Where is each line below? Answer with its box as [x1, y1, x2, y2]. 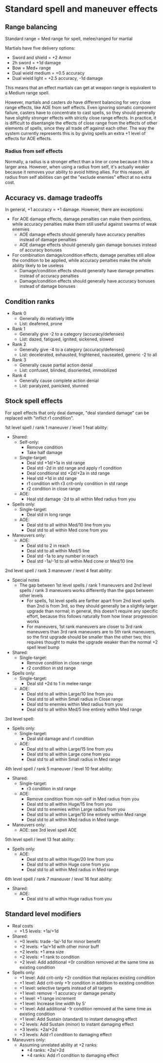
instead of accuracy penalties [19, 273, 79, 279]
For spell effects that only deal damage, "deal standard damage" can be [5, 410, 149, 416]
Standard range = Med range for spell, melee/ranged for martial [5, 36, 133, 41]
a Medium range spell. [5, 90, 50, 95]
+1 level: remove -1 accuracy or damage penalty [19, 990, 116, 996]
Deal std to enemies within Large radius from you [26, 806, 126, 812]
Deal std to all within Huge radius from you [26, 895, 112, 902]
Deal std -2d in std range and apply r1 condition [26, 465, 122, 471]
